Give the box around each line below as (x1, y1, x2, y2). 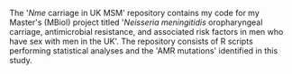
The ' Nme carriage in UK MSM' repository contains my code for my (9, 8, 260, 18)
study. (9, 55, 33, 65)
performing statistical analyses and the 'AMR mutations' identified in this (9, 45, 278, 56)
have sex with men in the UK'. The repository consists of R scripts (9, 36, 254, 46)
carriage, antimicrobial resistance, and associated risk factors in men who (9, 27, 284, 37)
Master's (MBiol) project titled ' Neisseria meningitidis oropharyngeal (9, 17, 263, 28)
